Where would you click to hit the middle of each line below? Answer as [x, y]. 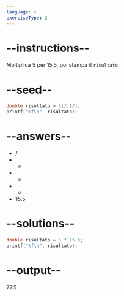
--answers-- [39, 136]
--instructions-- [48, 48]
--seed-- [29, 90]
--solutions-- [41, 224]
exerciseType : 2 [27, 18]
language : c [21, 12]
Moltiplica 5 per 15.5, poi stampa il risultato [62, 65]
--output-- [34, 270]
